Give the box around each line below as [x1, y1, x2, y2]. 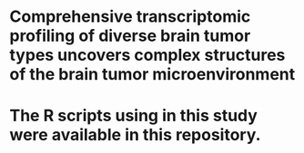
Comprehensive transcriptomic [9, 6, 251, 27]
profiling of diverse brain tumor [9, 25, 251, 46]
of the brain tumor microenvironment [9, 64, 296, 85]
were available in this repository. [9, 125, 261, 146]
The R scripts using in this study [9, 106, 258, 126]
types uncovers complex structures [9, 45, 286, 65]
